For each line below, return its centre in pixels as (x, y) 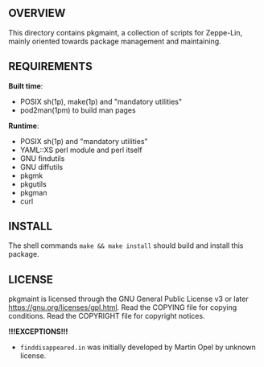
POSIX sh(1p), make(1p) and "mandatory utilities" (101, 101)
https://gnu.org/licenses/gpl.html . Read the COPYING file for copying (123, 307)
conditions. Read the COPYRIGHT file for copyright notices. (107, 316)
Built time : (26, 86)
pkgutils (33, 183)
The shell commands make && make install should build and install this (126, 245)
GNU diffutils (41, 167)
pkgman (33, 192)
